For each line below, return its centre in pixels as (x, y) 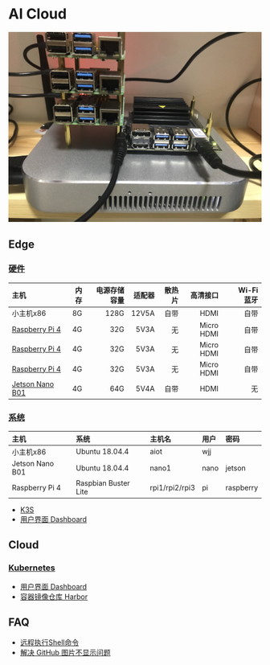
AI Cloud (37, 14)
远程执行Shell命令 (49, 642)
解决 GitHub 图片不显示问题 (65, 653)
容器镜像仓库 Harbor (54, 597)
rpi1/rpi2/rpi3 (172, 487)
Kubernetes (32, 568)
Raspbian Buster (103, 483)
